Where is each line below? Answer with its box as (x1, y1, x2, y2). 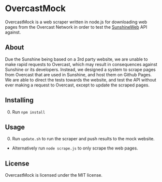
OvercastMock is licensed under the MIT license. (5, 172, 103, 178)
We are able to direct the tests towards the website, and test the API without (5, 77, 156, 83)
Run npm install (12, 109, 45, 115)
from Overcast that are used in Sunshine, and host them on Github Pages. (5, 71, 152, 78)
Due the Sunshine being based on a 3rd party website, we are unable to (5, 56, 148, 62)
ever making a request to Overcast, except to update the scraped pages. (5, 82, 150, 88)
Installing (5, 96, 34, 104)
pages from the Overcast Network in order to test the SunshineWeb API (5, 24, 147, 30)
